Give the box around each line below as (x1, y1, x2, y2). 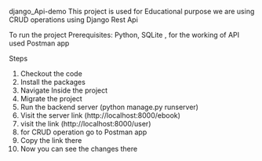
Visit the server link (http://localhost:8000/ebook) (20, 111, 181, 120)
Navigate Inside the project (20, 86, 108, 95)
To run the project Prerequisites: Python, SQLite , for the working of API (9, 31, 240, 39)
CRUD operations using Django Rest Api (9, 15, 138, 24)
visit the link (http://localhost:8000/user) (20, 119, 151, 128)
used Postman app (9, 38, 70, 48)
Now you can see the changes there (20, 145, 138, 153)
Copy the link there (20, 136, 82, 145)
